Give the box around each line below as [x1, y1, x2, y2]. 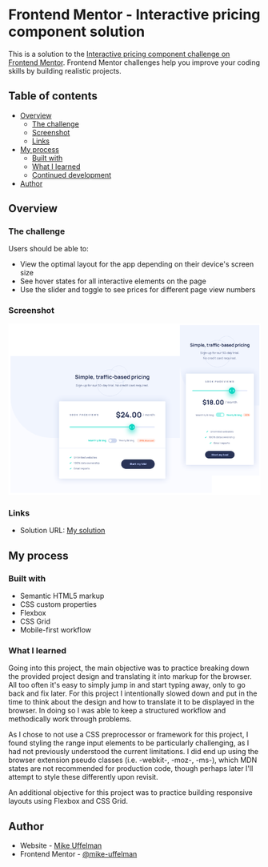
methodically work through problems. [8, 714, 132, 724]
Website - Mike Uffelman [19, 841, 102, 850]
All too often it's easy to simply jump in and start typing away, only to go [8, 680, 246, 690]
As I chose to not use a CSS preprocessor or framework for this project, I [8, 730, 249, 740]
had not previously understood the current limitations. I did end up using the [8, 747, 259, 757]
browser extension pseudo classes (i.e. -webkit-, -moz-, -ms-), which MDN [8, 755, 258, 765]
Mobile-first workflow [19, 625, 92, 635]
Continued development [31, 170, 112, 179]
